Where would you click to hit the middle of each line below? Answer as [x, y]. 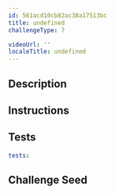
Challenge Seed [48, 179]
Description [37, 84]
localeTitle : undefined [47, 52]
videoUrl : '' [30, 44]
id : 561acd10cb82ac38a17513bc [58, 15]
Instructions [39, 110]
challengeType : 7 [37, 30]
